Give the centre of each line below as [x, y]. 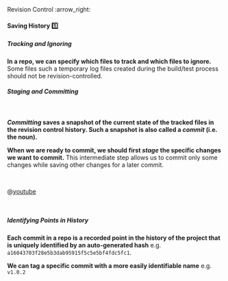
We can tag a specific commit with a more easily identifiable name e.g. [110, 265]
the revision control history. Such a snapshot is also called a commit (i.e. [112, 129]
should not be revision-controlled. [55, 76]
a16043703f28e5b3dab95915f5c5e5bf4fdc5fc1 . [69, 252]
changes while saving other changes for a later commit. [86, 165]
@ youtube [22, 191]
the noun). [22, 137]
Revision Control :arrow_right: [49, 9]
